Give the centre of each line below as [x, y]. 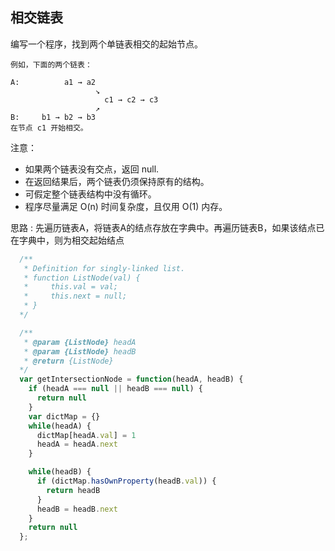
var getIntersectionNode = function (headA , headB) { [131, 379]
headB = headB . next [77, 509]
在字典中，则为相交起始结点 [67, 240]
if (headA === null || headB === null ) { [115, 389]
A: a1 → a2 [53, 82]
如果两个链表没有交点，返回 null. [92, 169]
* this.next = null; [75, 296]
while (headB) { [60, 472]
